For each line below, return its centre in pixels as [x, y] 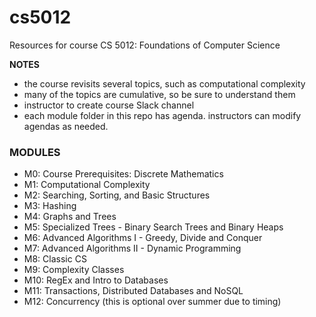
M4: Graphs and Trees [70, 217]
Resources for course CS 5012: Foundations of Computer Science [145, 45]
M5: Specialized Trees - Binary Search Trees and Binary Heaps [153, 227]
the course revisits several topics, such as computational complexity [164, 83]
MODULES [35, 152]
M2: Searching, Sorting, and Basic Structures [117, 195]
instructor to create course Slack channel [109, 105]
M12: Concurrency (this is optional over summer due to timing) [152, 302]
